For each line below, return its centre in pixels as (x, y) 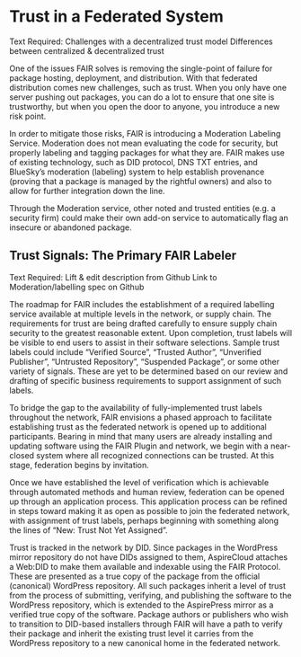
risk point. (28, 116)
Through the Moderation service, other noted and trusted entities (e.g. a (142, 208)
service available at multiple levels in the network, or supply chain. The (141, 314)
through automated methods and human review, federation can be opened (147, 492)
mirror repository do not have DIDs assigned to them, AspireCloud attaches (149, 557)
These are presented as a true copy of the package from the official (135, 576)
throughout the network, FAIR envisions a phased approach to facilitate (141, 417)
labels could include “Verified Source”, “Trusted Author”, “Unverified (136, 351)
